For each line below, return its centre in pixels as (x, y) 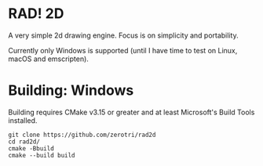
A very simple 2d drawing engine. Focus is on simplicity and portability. (123, 35)
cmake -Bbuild (31, 148)
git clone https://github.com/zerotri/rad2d (82, 135)
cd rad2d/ (24, 142)
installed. (23, 120)
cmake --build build (42, 155)
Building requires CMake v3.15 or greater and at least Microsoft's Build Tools (131, 112)
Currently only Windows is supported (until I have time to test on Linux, (123, 50)
